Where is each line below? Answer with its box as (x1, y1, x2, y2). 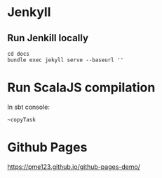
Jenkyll (7, 4, 51, 20)
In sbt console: (7, 103, 50, 111)
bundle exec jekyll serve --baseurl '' (7, 57, 124, 64)
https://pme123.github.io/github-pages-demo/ (7, 162, 140, 171)
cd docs (7, 50, 30, 57)
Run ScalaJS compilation (7, 80, 156, 96)
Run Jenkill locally (7, 32, 89, 44)
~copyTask (7, 116, 36, 123)
